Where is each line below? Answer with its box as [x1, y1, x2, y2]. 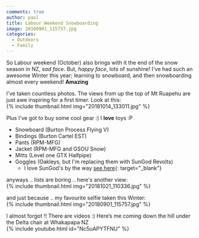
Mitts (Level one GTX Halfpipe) [14, 151, 92, 158]
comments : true [6, 8, 45, 15]
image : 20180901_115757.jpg [6, 25, 77, 32]
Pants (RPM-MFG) [14, 139, 61, 146]
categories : [6, 31, 36, 37]
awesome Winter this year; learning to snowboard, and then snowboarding [6, 72, 192, 79]
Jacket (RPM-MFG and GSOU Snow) [14, 145, 107, 152]
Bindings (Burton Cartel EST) [14, 132, 87, 139]
